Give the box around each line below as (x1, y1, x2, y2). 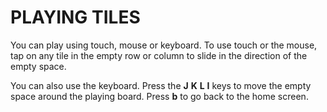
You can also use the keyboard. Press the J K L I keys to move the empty (10, 79, 312, 91)
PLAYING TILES (10, 6, 141, 29)
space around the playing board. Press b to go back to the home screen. (10, 90, 309, 102)
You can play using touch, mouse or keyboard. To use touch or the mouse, (10, 39, 318, 51)
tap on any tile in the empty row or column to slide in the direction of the (10, 49, 308, 61)
